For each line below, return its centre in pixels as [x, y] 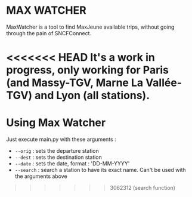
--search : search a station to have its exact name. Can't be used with [100, 170]
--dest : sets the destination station [58, 157]
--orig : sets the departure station [57, 151]
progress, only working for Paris [87, 70]
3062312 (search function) [143, 188]
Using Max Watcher [56, 123]
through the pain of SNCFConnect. [49, 33]
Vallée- [163, 83]
